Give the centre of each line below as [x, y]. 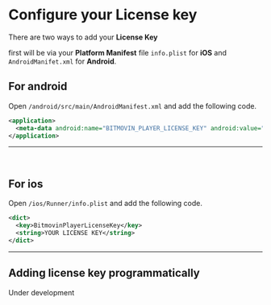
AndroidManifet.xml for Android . [63, 61]
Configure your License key [103, 15]
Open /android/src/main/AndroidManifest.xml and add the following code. [132, 105]
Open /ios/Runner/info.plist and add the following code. [106, 204]
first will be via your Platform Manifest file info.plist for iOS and [118, 52]
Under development [42, 292]
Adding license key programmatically [104, 273]
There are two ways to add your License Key [83, 37]
